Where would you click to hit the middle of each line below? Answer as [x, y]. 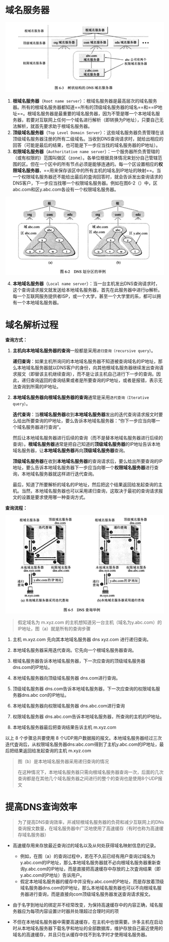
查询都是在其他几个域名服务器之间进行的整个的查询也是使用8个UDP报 [90, 778]
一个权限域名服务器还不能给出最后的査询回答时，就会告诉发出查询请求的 [88, 177]
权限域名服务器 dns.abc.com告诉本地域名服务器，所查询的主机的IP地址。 [88, 716]
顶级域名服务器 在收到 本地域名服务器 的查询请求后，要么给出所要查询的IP [88, 461]
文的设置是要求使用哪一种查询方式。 [50, 497]
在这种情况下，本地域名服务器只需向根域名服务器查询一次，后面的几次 [91, 772]
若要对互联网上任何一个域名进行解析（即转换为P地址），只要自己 [93, 120]
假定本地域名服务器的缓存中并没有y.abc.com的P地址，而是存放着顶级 [92, 881]
